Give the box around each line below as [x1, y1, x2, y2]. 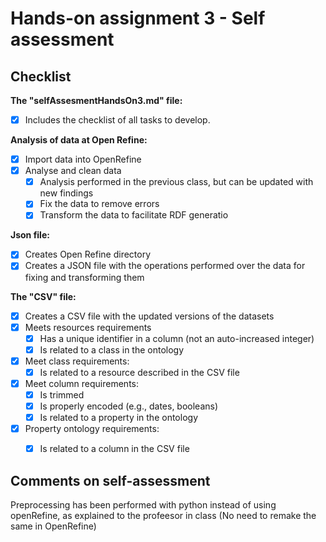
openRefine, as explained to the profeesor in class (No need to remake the [10, 510, 317, 522]
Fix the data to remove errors [39, 198, 160, 210]
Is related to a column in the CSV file [39, 443, 190, 455]
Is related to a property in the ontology [39, 412, 198, 424]
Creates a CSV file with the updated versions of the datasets [24, 310, 275, 322]
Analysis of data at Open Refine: [10, 134, 148, 146]
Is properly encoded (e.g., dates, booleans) [39, 400, 219, 412]
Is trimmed [39, 388, 85, 401]
